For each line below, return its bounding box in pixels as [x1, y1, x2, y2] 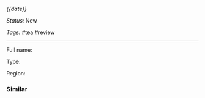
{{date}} [6, 5, 27, 12]
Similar [6, 85, 28, 93]
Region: [6, 70, 26, 77]
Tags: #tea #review [6, 29, 55, 36]
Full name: [6, 46, 32, 54]
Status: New [6, 17, 38, 24]
